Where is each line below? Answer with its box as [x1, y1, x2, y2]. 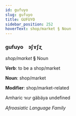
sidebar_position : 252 [5, 21, 53, 27]
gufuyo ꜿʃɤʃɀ [5, 44, 42, 51]
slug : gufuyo [5, 12, 33, 17]
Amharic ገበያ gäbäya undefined [5, 95, 70, 101]
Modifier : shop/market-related [5, 85, 69, 91]
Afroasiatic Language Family [5, 105, 66, 111]
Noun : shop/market [5, 75, 47, 81]
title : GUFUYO [5, 17, 35, 22]
